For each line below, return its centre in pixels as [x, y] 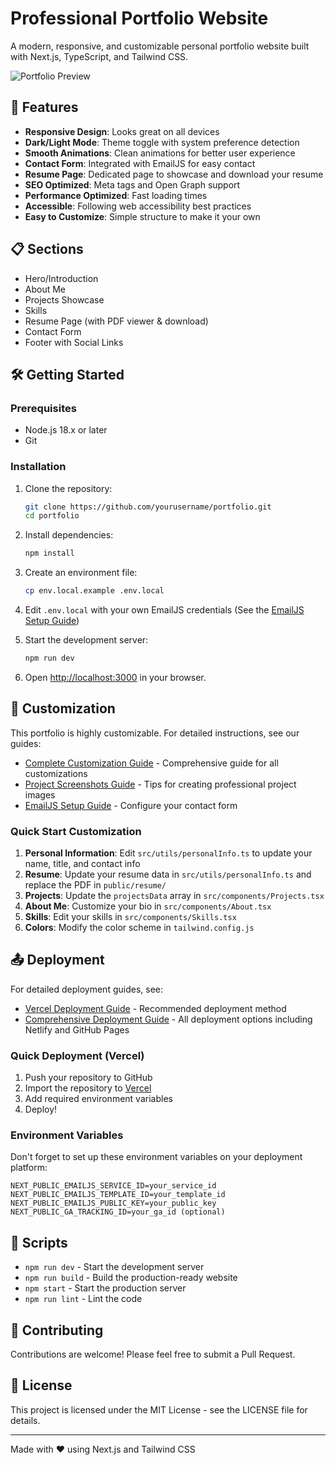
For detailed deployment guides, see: [87, 989]
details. [25, 1420]
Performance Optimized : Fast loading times [116, 195]
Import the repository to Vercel [88, 1088]
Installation [38, 467]
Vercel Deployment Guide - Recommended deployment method [155, 1008]
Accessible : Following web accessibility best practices [138, 206]
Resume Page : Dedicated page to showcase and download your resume [174, 174]
